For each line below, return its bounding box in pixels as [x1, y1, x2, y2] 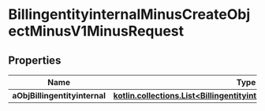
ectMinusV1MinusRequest [8, 22, 185, 40]
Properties [8, 54, 62, 67]
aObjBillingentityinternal [12, 91, 106, 101]
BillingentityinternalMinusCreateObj [8, 6, 251, 24]
